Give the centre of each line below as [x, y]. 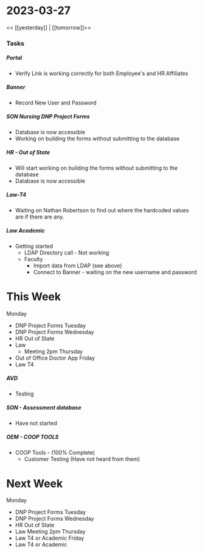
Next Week [35, 483]
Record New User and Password [56, 103]
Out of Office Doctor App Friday [55, 358]
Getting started [34, 246]
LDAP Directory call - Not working [67, 252]
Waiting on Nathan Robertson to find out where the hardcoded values [102, 210]
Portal [14, 58]
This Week [34, 296]
